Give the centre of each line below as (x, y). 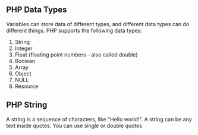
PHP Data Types (37, 10)
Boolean (25, 61)
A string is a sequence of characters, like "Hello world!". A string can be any (99, 119)
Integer (23, 48)
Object (23, 73)
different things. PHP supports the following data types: (74, 30)
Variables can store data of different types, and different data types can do (98, 24)
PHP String (27, 105)
